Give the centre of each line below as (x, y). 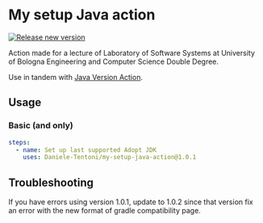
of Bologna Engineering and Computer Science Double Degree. (114, 61)
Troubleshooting (51, 182)
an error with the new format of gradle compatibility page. (105, 211)
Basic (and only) (41, 125)
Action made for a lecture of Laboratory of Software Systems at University (132, 53)
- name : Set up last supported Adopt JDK (86, 150)
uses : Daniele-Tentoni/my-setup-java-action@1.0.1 (110, 158)
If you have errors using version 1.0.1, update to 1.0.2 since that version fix (131, 202)
